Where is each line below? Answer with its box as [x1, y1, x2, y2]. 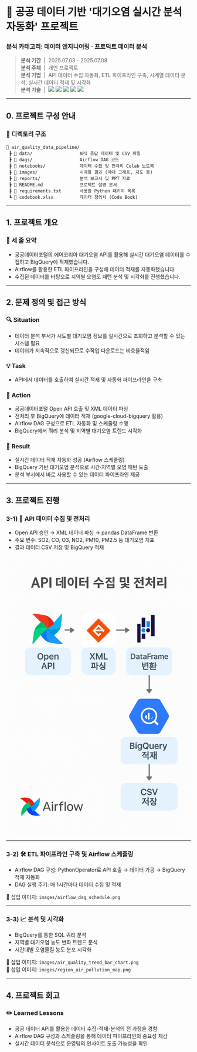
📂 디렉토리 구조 [6, 130, 46, 138]
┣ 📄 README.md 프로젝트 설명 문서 [8, 182, 117, 188]
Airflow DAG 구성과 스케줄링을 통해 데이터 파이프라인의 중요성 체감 [14, 1033, 168, 1040]
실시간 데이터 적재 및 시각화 [28, 79, 91, 86]
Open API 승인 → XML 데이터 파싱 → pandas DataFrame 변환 [14, 529, 158, 536]
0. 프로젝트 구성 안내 [6, 111, 76, 121]
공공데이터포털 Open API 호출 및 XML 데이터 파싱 [14, 405, 128, 412]
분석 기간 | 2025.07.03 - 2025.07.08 [20, 57, 108, 64]
